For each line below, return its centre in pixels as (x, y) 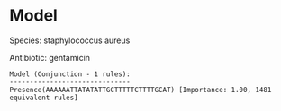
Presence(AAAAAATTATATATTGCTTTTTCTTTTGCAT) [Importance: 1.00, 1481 (140, 90)
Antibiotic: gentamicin (50, 57)
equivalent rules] (44, 98)
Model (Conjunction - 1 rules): (70, 74)
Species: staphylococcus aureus (70, 40)
